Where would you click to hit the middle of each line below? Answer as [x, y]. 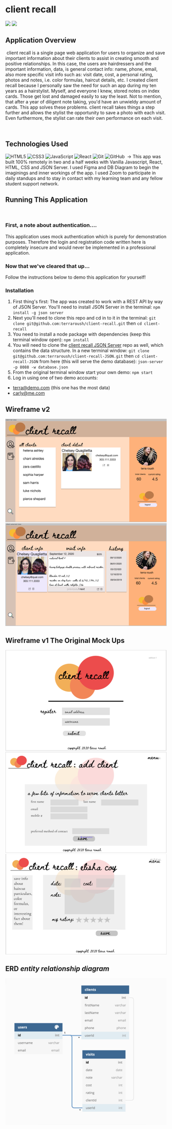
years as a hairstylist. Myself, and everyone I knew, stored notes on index [82, 91]
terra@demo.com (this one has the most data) [61, 388]
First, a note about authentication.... [51, 225]
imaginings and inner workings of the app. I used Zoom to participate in [81, 173]
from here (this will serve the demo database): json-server [101, 362]
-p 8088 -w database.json [40, 367]
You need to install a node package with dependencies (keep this [82, 334]
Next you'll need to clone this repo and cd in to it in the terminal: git [84, 318]
